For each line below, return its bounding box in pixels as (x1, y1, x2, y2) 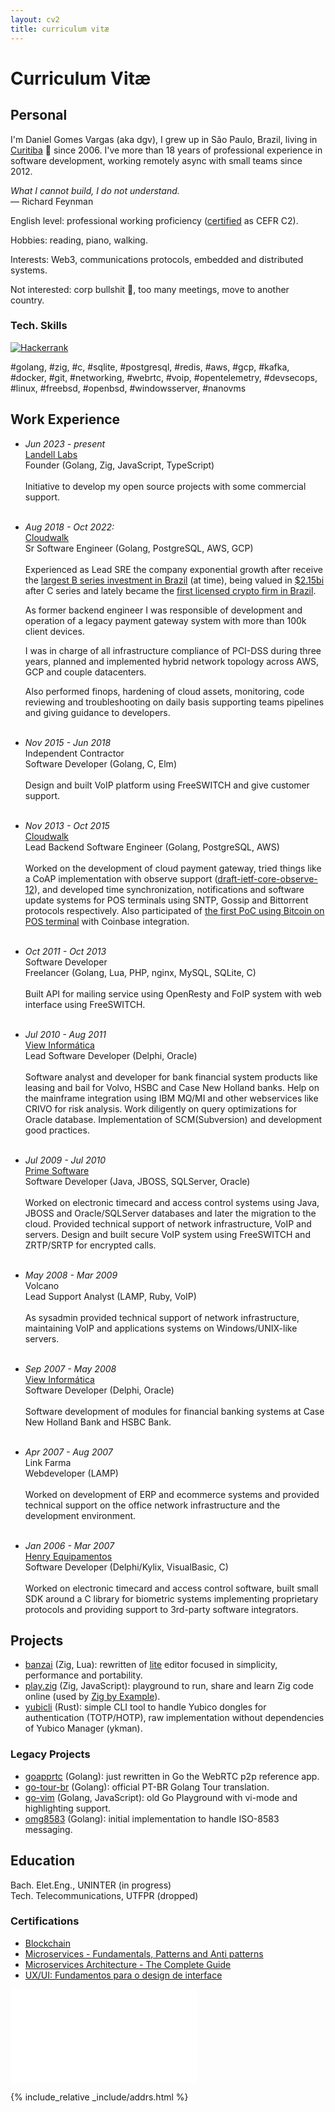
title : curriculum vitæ (10, 24, 110, 34)
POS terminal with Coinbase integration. (24, 915, 190, 927)
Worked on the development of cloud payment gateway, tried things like (24, 862, 322, 874)
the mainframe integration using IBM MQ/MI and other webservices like (24, 1092, 319, 1104)
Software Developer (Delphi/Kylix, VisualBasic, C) (24, 1561, 229, 1573)
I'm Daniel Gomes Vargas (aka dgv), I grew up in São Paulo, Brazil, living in (10, 133, 318, 145)
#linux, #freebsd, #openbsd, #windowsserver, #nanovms (10, 382, 247, 394)
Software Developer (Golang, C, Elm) (24, 757, 177, 770)
